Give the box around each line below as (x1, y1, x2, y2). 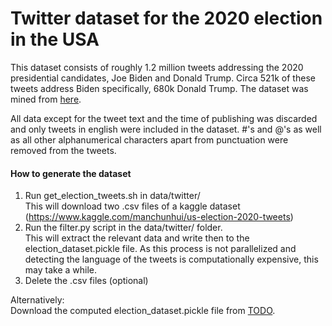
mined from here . (10, 93, 82, 105)
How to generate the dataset (10, 167, 132, 179)
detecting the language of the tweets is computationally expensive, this (24, 253, 319, 266)
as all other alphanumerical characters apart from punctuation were (10, 133, 289, 146)
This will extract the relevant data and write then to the (24, 232, 250, 244)
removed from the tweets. (10, 144, 117, 156)
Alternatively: (10, 294, 65, 306)
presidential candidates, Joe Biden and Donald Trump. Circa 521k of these (10, 72, 316, 84)
